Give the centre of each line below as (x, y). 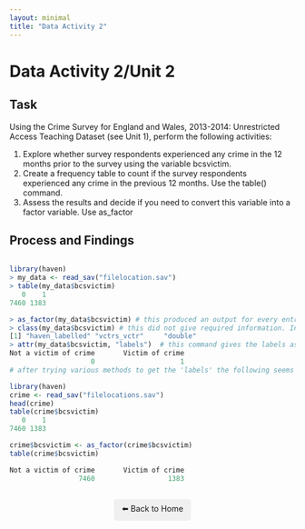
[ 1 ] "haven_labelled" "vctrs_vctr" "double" (103, 336)
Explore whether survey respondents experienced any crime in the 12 (152, 154)
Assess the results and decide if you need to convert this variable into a (156, 202)
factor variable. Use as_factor (78, 212)
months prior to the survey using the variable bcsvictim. (127, 164)
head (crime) (32, 404)
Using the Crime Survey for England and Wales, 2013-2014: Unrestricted (145, 126)
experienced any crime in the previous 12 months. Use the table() (145, 183)
